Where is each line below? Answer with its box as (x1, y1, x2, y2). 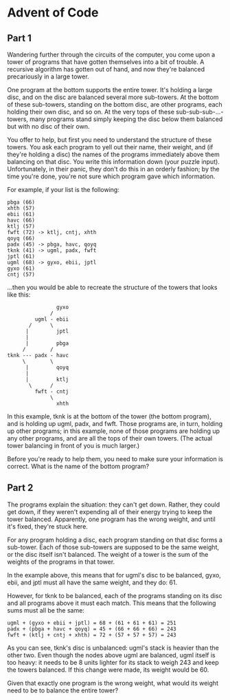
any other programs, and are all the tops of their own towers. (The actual (7, 434, 213, 442)
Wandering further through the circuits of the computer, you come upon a (7, 50, 216, 59)
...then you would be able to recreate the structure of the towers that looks (7, 284, 218, 291)
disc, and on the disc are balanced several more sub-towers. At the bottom (7, 93, 219, 101)
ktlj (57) (7, 223, 36, 230)
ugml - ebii (34, 316, 69, 323)
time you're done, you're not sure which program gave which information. (7, 172, 216, 180)
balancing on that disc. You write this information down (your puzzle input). (7, 158, 220, 166)
